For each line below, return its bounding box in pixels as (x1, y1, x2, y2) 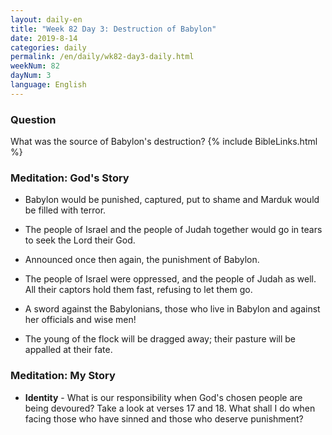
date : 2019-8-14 (10, 33, 78, 43)
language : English (10, 80, 87, 90)
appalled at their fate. (24, 344, 113, 356)
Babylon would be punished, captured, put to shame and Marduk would (24, 194, 320, 206)
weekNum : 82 (10, 61, 60, 71)
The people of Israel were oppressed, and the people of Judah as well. (24, 273, 317, 285)
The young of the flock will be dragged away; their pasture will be (24, 333, 296, 345)
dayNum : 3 (10, 71, 52, 81)
